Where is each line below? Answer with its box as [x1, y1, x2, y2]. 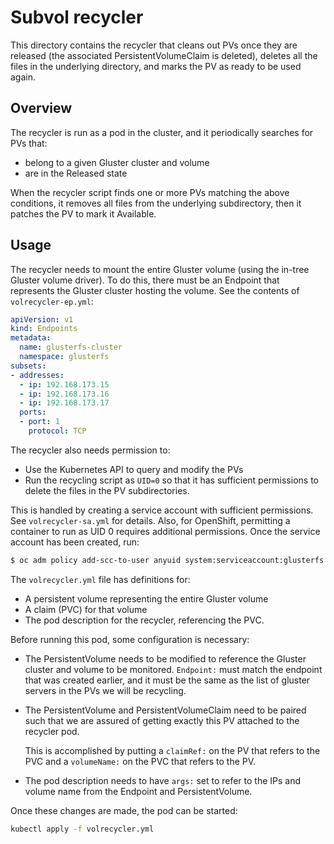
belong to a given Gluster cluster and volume [24, 156, 210, 168]
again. [10, 71, 37, 83]
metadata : [10, 333, 52, 343]
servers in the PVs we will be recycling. [24, 684, 187, 696]
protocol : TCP [28, 426, 87, 436]
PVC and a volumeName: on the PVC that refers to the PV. [24, 755, 257, 767]
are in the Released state [24, 167, 128, 179]
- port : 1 [19, 417, 60, 427]
